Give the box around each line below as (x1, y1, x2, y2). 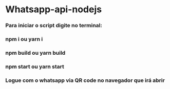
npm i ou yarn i (5, 36, 43, 43)
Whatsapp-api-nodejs (5, 4, 102, 15)
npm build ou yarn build (5, 49, 66, 56)
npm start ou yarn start (5, 63, 64, 70)
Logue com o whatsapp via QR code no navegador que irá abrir (5, 77, 165, 84)
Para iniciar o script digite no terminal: (5, 22, 103, 29)
